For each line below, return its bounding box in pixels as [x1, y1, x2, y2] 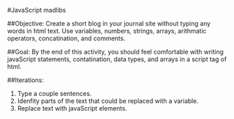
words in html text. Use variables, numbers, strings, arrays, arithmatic [7, 27, 207, 35]
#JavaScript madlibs [7, 6, 66, 14]
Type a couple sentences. [17, 90, 92, 97]
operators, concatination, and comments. [7, 34, 125, 42]
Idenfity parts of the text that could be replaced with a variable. [17, 97, 198, 105]
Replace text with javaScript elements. [17, 104, 127, 112]
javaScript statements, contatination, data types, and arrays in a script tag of [7, 55, 227, 63]
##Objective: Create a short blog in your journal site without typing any [7, 19, 211, 27]
